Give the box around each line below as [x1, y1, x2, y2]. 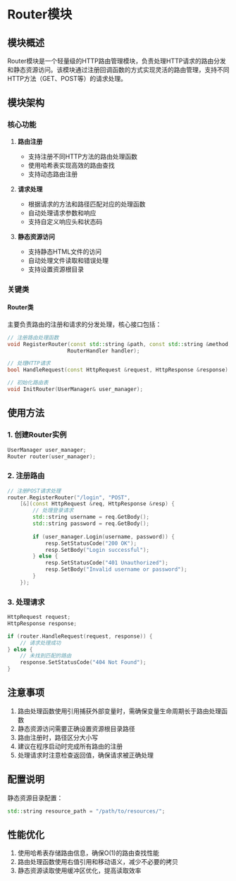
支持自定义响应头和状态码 [27, 217, 103, 226]
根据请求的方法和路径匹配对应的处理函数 [27, 199, 146, 208]
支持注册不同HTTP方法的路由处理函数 [27, 152, 138, 161]
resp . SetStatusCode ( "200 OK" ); [44, 540, 137, 547]
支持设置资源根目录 [27, 265, 85, 273]
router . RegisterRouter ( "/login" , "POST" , [7, 494, 131, 501]
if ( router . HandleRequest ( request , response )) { [7, 632, 153, 640]
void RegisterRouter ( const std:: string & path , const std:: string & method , [7, 340, 232, 347]
